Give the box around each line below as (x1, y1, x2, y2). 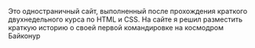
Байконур (8, 31, 41, 40)
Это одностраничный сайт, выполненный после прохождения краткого (8, 7, 248, 15)
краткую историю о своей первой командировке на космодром (8, 23, 224, 32)
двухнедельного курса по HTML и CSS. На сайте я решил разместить (8, 15, 243, 24)
